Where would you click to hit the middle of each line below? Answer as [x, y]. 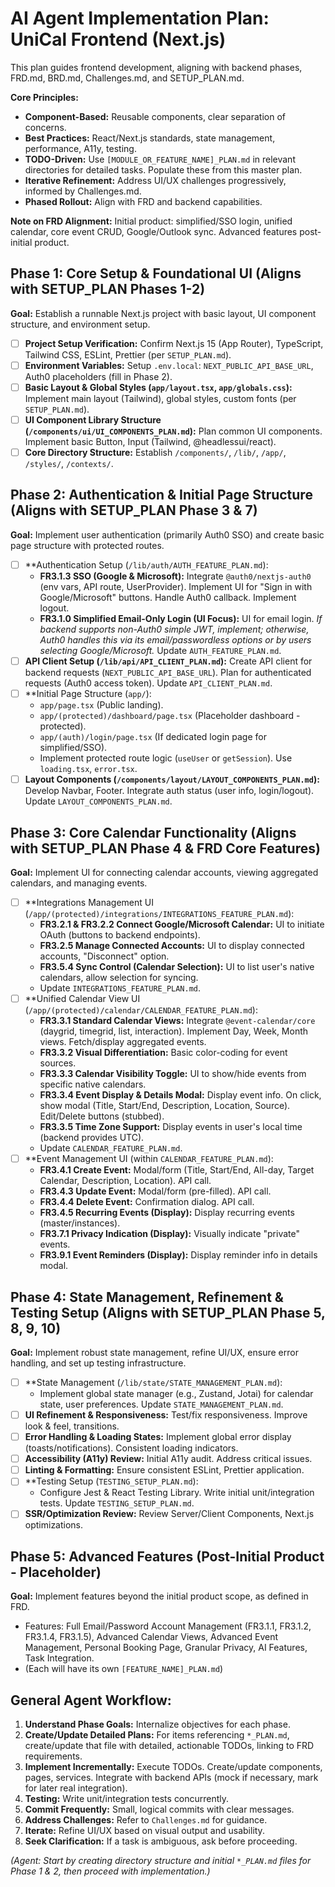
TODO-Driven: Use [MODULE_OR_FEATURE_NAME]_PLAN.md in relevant [160, 159]
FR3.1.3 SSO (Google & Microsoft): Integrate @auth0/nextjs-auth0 [175, 576]
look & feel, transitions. [72, 1426]
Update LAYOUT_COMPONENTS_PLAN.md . [98, 801]
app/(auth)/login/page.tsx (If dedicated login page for [153, 737]
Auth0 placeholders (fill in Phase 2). [98, 376]
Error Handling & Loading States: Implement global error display [158, 1437]
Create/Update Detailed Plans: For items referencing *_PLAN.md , [157, 1735]
